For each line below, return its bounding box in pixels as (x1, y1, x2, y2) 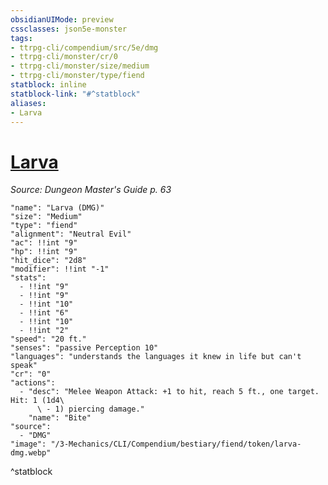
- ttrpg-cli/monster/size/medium (10, 61, 150, 71)
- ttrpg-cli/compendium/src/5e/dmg (10, 42, 159, 53)
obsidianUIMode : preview (10, 14, 114, 25)
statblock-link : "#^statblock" (10, 89, 141, 99)
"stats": (10, 273, 47, 283)
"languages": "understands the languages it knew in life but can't (10, 352, 302, 362)
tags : (10, 33, 33, 43)
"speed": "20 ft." (10, 334, 87, 345)
